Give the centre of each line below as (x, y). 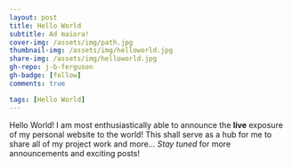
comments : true (37, 83)
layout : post (33, 17)
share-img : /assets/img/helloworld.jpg (83, 59)
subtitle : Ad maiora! (49, 34)
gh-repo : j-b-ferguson (51, 68)
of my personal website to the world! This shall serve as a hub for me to (141, 134)
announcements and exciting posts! (75, 153)
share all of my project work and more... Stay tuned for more (120, 144)
